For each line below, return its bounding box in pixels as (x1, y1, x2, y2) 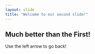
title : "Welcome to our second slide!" (5, 12, 88, 17)
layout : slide (5, 7, 35, 12)
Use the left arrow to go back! (5, 43, 66, 50)
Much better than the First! (5, 30, 91, 39)
